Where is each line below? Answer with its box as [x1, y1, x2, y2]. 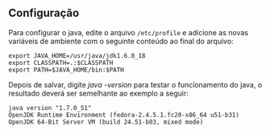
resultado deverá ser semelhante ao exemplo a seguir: [8, 88, 189, 98]
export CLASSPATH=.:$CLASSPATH [8, 59, 114, 67]
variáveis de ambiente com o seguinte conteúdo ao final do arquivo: [8, 36, 234, 46]
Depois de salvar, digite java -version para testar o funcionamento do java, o [8, 79, 263, 89]
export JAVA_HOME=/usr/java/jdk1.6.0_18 [8, 51, 147, 59]
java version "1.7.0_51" [8, 104, 92, 112]
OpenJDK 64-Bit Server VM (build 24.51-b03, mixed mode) [8, 118, 204, 126]
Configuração [8, 6, 80, 20]
